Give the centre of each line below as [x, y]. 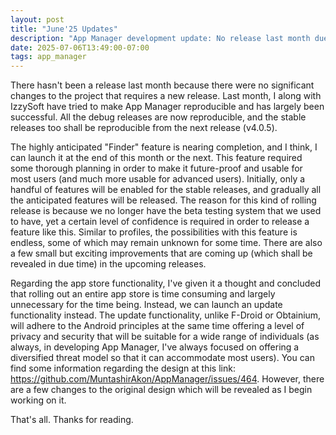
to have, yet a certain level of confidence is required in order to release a [160, 222]
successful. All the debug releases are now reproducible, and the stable [158, 117]
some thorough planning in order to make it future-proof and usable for [156, 168]
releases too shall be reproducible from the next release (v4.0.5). [144, 128]
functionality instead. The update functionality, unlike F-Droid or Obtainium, [166, 315]
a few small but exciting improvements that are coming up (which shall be [161, 253]
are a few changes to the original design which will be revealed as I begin [161, 390]
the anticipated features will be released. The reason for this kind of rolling [163, 200]
